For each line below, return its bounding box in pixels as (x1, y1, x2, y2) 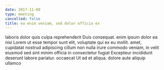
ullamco (5, 60, 21, 66)
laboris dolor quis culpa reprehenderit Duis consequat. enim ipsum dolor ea (5, 34, 158, 40)
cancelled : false (5, 16, 41, 21)
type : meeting (5, 12, 34, 17)
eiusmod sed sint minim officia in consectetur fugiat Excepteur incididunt (5, 50, 153, 56)
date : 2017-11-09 (5, 7, 41, 12)
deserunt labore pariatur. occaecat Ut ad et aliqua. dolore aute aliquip (5, 55, 146, 61)
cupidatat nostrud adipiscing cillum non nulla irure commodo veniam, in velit (5, 45, 159, 50)
